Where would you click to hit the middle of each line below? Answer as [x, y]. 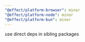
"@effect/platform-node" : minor [39, 15]
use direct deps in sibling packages [42, 34]
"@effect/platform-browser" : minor [42, 10]
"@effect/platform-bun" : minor [38, 19]
